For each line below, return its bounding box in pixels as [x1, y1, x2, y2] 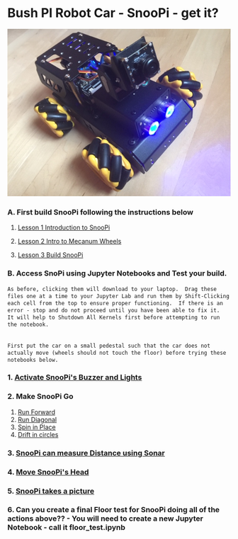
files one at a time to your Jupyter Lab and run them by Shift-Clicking [7, 293, 230, 300]
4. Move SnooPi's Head [7, 467, 89, 477]
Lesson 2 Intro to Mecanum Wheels [17, 237, 122, 246]
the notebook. [7, 321, 50, 328]
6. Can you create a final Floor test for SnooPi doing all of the [7, 505, 220, 515]
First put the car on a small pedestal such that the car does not [7, 342, 211, 349]
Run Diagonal [17, 415, 57, 424]
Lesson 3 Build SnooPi [17, 251, 84, 259]
